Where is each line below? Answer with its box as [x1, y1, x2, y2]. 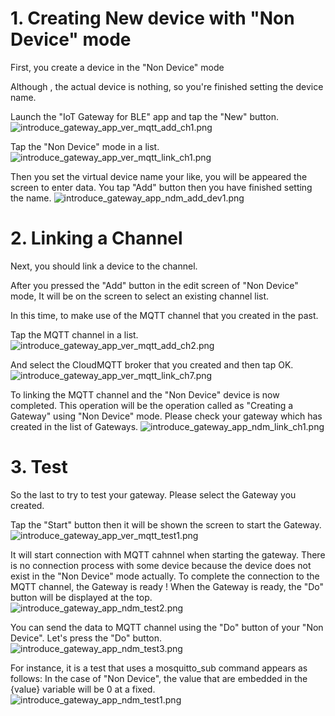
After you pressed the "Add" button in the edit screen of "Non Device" [10, 279, 299, 291]
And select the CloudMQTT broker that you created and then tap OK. [10, 358, 294, 371]
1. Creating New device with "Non [10, 7, 295, 30]
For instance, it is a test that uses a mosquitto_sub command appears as [10, 662, 308, 674]
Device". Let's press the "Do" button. [10, 632, 163, 644]
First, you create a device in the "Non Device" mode [10, 61, 225, 73]
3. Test [10, 456, 68, 479]
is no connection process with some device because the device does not [10, 559, 312, 571]
